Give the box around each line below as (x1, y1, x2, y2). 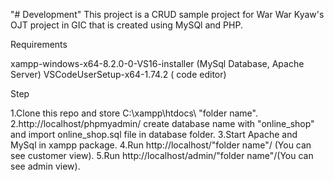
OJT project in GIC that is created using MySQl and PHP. (10, 19, 243, 31)
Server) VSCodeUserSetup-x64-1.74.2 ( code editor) (10, 69, 227, 80)
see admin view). (10, 160, 81, 172)
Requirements (10, 39, 68, 50)
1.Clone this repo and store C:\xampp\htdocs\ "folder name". (10, 107, 258, 119)
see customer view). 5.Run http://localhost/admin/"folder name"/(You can (10, 150, 314, 161)
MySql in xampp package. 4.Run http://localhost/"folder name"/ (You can (10, 139, 312, 151)
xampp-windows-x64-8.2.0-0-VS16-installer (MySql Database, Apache (10, 58, 305, 69)
